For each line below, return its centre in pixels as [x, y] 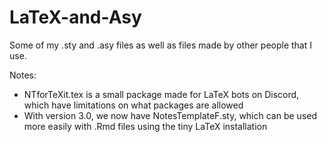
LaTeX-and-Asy [75, 17]
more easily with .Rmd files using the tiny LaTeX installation [145, 126]
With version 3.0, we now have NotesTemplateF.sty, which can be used [170, 115]
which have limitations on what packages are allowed [133, 105]
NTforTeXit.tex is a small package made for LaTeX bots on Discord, [161, 94]
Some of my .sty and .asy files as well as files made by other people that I [161, 45]
